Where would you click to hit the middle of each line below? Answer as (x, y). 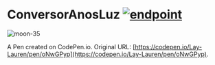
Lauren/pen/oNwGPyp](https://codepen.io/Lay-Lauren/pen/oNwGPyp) (107, 54)
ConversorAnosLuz (64, 15)
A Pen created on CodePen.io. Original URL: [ (71, 47)
